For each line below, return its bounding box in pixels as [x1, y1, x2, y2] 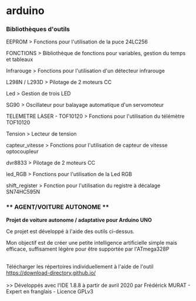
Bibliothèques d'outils [6, 25, 70, 33]
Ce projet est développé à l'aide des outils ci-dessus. [6, 228, 135, 235]
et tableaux [6, 56, 33, 63]
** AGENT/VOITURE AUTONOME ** [6, 203, 110, 211]
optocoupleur [6, 148, 39, 155]
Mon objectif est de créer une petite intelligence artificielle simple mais [6, 239, 177, 246]
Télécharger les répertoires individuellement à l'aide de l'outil [6, 263, 154, 270]
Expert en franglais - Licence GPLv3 [6, 288, 94, 295]
